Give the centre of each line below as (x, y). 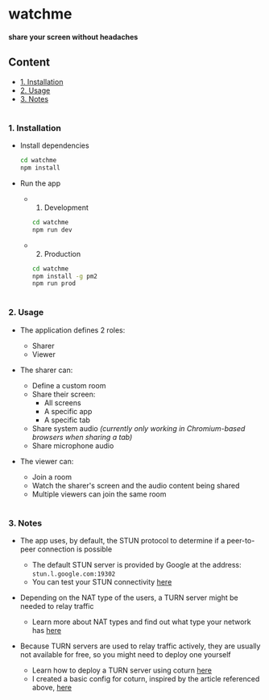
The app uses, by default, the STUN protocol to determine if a (122, 541)
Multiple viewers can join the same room (99, 494)
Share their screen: (64, 394)
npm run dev (52, 230)
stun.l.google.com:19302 (74, 574)
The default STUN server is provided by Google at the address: (137, 565)
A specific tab (67, 420)
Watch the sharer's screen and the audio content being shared (136, 485)
